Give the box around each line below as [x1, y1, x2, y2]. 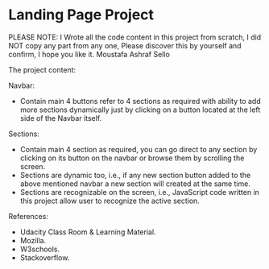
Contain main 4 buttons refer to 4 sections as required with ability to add [19, 96, 262, 106]
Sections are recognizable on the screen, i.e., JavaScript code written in [19, 187, 260, 197]
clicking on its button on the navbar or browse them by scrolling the [19, 153, 245, 163]
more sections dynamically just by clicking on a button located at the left [19, 105, 261, 114]
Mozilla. [19, 235, 47, 245]
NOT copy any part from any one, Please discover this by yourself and [8, 40, 242, 50]
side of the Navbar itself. [19, 113, 102, 122]
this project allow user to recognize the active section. [19, 196, 200, 205]
